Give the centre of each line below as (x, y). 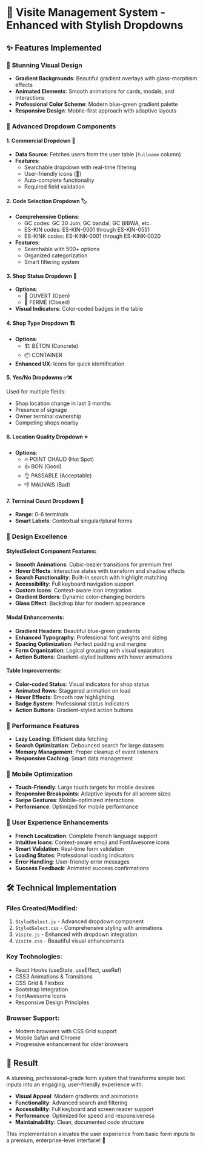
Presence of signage (41, 409)
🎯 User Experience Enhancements (58, 822)
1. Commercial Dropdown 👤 (41, 141)
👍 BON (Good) (43, 466)
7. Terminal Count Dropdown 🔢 (45, 501)
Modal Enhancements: (35, 617)
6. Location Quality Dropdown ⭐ (47, 437)
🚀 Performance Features (43, 726)
